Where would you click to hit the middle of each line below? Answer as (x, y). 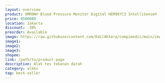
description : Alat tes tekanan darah (44, 64)
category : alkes (22, 69)
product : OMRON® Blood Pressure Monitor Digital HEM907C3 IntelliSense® (81, 14)
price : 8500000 (21, 19)
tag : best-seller (23, 73)
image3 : (13, 50)
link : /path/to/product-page (35, 60)
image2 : (13, 46)
